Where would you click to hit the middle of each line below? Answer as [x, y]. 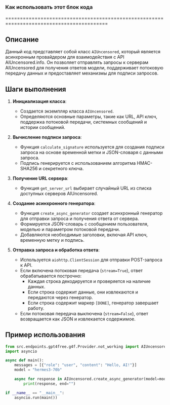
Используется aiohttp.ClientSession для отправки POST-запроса [91, 260]
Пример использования [45, 335]
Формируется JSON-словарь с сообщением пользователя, [84, 224]
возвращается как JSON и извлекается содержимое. [78, 319]
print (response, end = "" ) [50, 384]
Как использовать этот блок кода [49, 7]
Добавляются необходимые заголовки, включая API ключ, [84, 235]
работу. [36, 308]
